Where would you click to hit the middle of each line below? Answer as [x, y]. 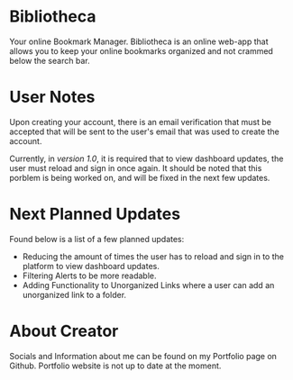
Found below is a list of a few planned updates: [97, 239]
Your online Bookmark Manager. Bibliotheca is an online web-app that [139, 41]
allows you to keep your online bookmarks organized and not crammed [141, 50]
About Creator [64, 331]
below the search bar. [50, 60]
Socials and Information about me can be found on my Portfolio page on [143, 356]
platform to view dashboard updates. [91, 266]
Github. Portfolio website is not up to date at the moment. [115, 366]
